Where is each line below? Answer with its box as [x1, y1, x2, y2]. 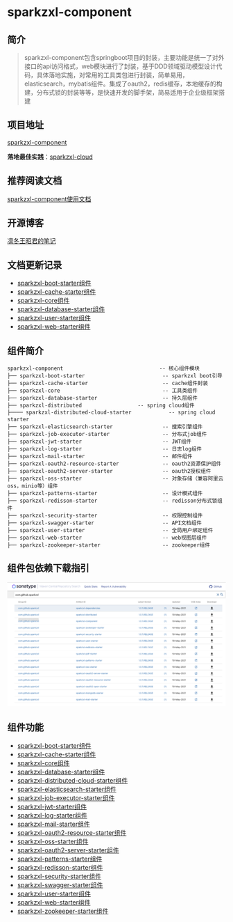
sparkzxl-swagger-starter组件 [17, 880, 103, 889]
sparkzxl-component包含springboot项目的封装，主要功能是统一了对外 [24, 54, 225, 61]
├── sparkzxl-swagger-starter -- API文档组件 [7, 519, 202, 526]
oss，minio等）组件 [7, 483, 58, 490]
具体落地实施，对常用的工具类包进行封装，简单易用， [36, 71, 189, 79]
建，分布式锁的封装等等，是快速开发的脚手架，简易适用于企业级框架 [24, 88, 219, 96]
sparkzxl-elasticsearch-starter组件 [17, 785, 116, 793]
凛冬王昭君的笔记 [7, 237, 56, 245]
